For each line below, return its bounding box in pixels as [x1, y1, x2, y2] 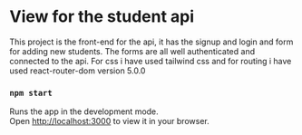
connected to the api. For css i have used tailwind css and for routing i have [9, 55, 292, 66]
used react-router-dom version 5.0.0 [9, 65, 146, 76]
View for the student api [9, 6, 195, 27]
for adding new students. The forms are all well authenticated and [9, 45, 256, 56]
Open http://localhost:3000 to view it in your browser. [9, 116, 210, 127]
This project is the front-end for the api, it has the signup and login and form [9, 36, 294, 47]
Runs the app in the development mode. [9, 106, 159, 117]
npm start [9, 88, 53, 98]
